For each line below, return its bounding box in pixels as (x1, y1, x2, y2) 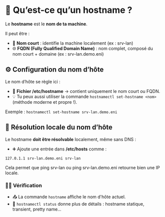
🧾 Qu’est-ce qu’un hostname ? (5, 4, 132, 16)
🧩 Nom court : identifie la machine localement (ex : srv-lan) (12, 40, 134, 46)
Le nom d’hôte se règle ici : (5, 78, 60, 84)
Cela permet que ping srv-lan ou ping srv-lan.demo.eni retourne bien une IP (5, 164, 160, 170)
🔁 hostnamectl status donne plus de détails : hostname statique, (12, 201, 145, 207)
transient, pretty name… (12, 206, 62, 212)
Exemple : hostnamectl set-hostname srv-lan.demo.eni (5, 109, 117, 115)
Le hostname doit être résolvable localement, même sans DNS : (5, 136, 136, 142)
